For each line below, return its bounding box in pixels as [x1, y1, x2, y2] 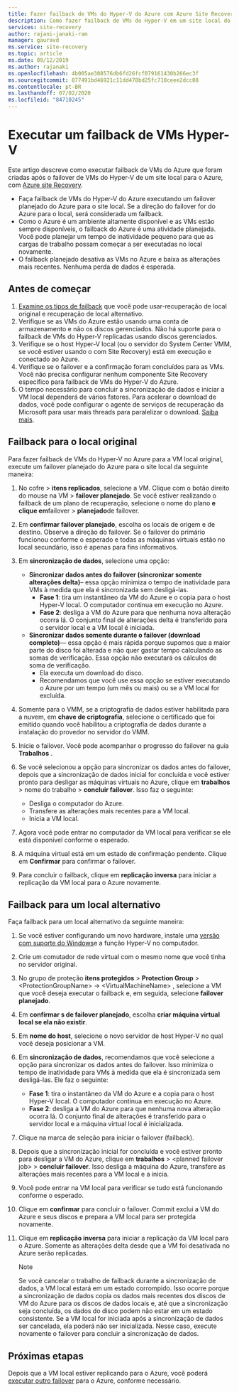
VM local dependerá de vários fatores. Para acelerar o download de [18, 392, 217, 401]
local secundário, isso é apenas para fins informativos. [18, 542, 178, 551]
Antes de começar [8, 283, 91, 295]
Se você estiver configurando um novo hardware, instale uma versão [18, 931, 220, 940]
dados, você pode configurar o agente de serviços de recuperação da [18, 400, 224, 409]
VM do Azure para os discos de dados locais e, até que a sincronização [18, 1299, 228, 1308]
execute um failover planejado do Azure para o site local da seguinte [8, 462, 209, 471]
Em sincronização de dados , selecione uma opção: [18, 556, 169, 565]
